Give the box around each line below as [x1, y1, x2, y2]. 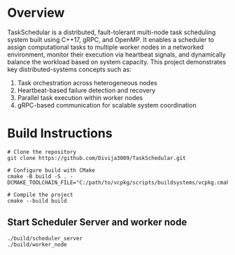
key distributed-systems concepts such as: [7, 65, 131, 73]
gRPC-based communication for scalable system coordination [17, 101, 197, 109]
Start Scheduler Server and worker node [7, 217, 187, 228]
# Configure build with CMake [7, 166, 96, 174]
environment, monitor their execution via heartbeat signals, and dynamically [7, 50, 226, 59]
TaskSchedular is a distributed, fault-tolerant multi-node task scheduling [7, 28, 216, 36]
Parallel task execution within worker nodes [17, 93, 143, 102]
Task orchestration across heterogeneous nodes [17, 78, 157, 87]
